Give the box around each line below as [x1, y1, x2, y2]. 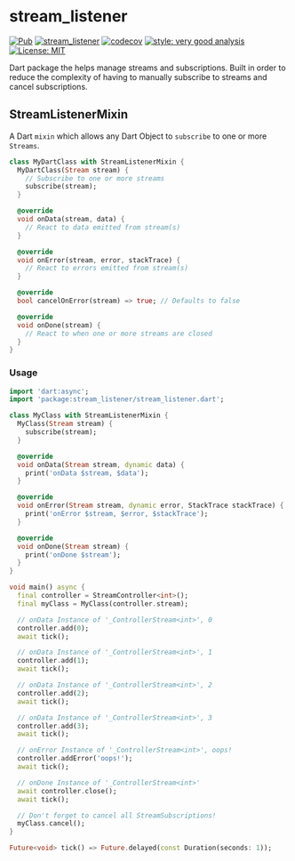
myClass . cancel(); [17, 819, 86, 828]
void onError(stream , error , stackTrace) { [17, 255, 180, 264]
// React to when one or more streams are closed [25, 329, 213, 338]
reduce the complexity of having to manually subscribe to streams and [9, 71, 268, 82]
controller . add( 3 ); [17, 721, 90, 730]
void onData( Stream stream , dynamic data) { [17, 460, 185, 469]
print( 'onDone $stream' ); [25, 550, 122, 559]
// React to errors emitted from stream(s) [25, 264, 189, 273]
